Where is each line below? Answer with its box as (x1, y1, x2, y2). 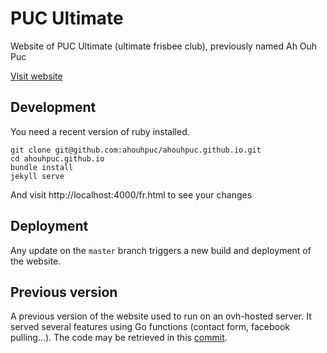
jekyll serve (10, 171, 65, 181)
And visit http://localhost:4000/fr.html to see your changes (10, 188, 253, 201)
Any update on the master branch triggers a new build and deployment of (10, 244, 312, 256)
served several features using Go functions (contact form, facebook (10, 321, 291, 333)
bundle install (10, 162, 74, 172)
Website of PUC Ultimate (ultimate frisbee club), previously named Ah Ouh (10, 40, 318, 52)
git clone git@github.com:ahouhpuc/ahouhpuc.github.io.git (10, 145, 262, 155)
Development (10, 99, 97, 116)
